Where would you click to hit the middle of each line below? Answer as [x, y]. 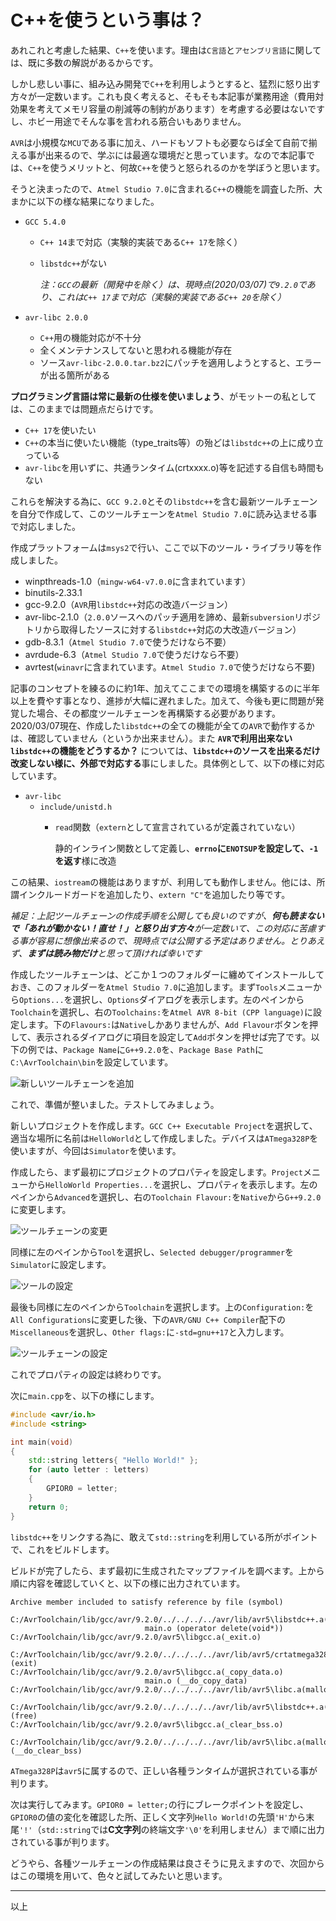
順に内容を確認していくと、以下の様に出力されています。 [128, 1583]
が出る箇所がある [75, 375]
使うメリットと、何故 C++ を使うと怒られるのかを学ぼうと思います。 [187, 167]
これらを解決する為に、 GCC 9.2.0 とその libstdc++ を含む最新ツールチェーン [164, 501]
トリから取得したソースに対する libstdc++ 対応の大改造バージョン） [163, 629]
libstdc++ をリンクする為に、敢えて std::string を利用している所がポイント [164, 1537]
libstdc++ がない [73, 263]
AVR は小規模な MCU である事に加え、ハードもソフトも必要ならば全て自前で [159, 142]
